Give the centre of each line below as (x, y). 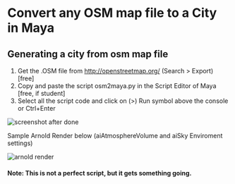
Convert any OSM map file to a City (112, 13)
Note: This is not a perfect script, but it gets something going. (100, 173)
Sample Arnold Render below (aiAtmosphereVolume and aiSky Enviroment (115, 136)
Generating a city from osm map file (88, 54)
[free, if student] (41, 93)
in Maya (31, 28)
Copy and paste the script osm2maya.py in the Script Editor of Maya (117, 86)
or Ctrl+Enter (36, 108)
